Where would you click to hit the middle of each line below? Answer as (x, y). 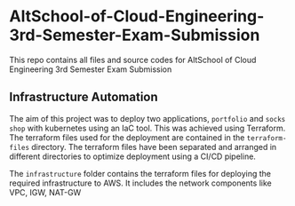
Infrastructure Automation (84, 97)
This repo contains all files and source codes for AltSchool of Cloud (133, 59)
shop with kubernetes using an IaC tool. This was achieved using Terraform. (147, 128)
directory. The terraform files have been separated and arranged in (154, 147)
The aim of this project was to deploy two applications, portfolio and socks (147, 118)
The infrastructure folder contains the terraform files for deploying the (140, 173)
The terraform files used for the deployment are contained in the (127, 137)
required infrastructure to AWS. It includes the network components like (141, 183)
